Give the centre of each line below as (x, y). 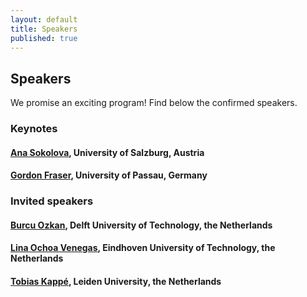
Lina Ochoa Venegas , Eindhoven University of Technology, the (143, 248)
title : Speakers (44, 29)
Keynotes (34, 129)
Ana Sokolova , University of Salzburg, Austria (107, 152)
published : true (44, 38)
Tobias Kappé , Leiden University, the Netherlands (116, 281)
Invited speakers (52, 201)
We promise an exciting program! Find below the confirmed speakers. (154, 103)
